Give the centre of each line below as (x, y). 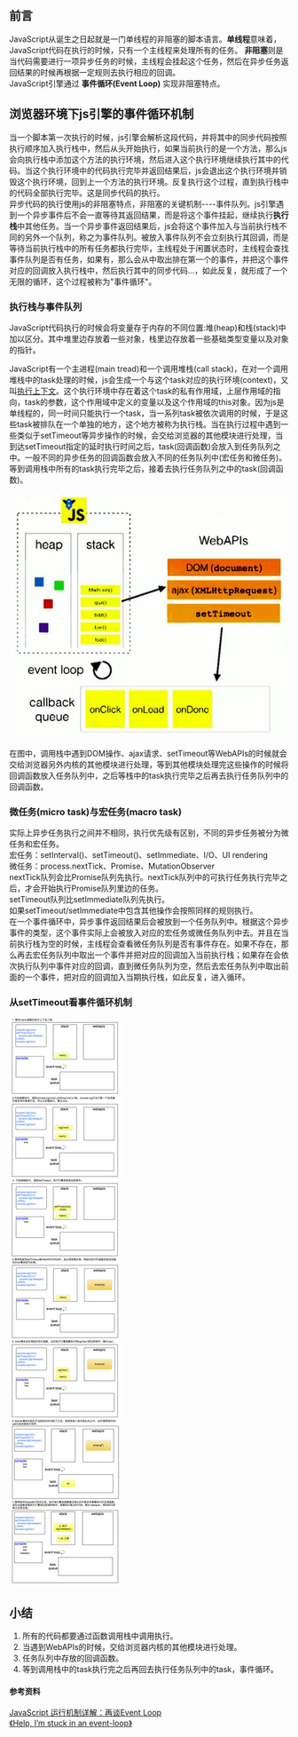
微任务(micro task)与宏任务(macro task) (96, 812)
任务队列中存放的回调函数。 (73, 1658)
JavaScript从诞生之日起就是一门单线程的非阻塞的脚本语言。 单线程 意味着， (145, 39)
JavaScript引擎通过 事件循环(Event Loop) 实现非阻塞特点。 (117, 83)
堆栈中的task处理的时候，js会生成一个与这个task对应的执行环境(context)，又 (149, 379)
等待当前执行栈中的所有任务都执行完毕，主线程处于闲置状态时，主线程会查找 (149, 248)
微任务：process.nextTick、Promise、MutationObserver (112, 866)
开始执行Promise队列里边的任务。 (102, 888)
